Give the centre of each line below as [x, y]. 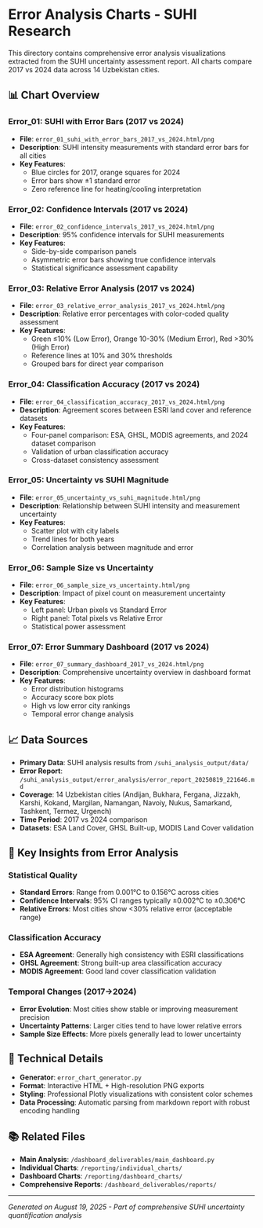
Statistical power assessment [78, 627]
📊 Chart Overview [54, 95]
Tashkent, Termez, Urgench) [65, 812]
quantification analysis [45, 1215]
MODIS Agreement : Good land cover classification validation [118, 971]
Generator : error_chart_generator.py [81, 1077]
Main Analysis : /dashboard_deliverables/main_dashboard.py [117, 1160]
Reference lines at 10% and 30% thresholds [102, 356]
